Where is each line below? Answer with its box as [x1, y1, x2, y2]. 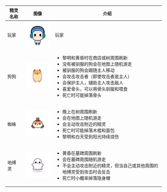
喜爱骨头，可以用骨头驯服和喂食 [62, 86, 128, 92]
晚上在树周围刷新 [62, 108, 97, 115]
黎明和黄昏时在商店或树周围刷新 [62, 54, 128, 60]
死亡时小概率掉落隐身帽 [62, 175, 110, 181]
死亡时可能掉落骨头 [62, 92, 102, 98]
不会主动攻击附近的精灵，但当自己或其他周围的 [62, 163, 158, 169]
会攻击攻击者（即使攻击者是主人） [62, 73, 132, 79]
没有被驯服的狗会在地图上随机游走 [62, 61, 132, 67]
